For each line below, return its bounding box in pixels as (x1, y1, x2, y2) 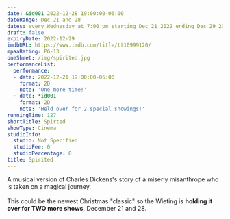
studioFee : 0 (13, 144, 51, 151)
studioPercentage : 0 (13, 150, 72, 157)
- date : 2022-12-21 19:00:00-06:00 (13, 73, 115, 81)
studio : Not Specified (13, 138, 78, 144)
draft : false (7, 29, 44, 36)
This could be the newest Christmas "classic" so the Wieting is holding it (7, 196, 213, 205)
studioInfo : (7, 131, 41, 138)
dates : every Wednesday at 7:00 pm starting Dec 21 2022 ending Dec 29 (7, 23, 216, 29)
